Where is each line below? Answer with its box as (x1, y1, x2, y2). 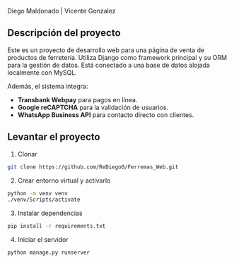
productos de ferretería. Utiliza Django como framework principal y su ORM (7, 53, 228, 61)
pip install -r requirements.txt (7, 223, 106, 230)
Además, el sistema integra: (7, 82, 88, 90)
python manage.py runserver (7, 249, 90, 257)
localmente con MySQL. (7, 68, 78, 77)
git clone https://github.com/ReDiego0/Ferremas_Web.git (7, 163, 179, 171)
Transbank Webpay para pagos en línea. (17, 95, 138, 104)
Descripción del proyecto (7, 27, 122, 39)
